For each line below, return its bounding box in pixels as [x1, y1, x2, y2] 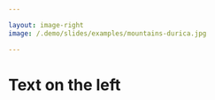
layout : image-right [8, 20, 85, 29]
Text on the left [8, 74, 121, 95]
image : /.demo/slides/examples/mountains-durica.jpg [8, 28, 207, 38]
